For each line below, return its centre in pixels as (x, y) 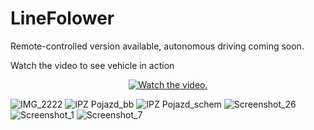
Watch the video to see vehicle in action (92, 65)
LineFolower (62, 18)
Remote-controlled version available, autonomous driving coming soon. (157, 46)
